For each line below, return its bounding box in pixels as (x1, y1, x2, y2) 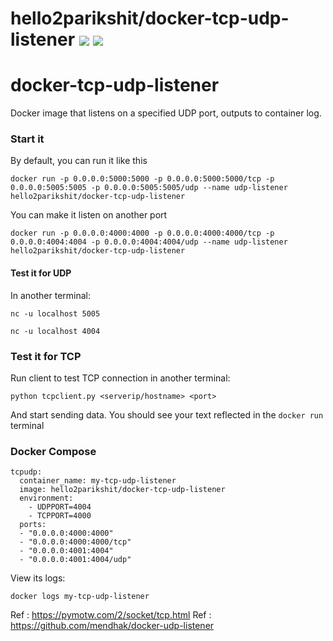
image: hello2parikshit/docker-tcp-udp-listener (19, 485, 226, 495)
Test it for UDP (10, 267, 72, 279)
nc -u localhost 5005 (10, 308, 101, 319)
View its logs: (10, 572, 66, 584)
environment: (19, 493, 74, 504)
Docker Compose (10, 444, 97, 458)
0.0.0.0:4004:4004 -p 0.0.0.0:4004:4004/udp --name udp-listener (10, 237, 288, 247)
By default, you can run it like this (10, 155, 148, 167)
